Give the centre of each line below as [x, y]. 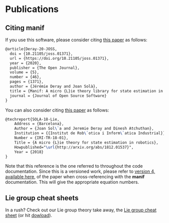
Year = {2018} [29, 152]
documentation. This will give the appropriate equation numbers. [72, 182]
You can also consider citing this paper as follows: [57, 110]
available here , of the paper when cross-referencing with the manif [75, 177]
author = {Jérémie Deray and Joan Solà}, [54, 86]
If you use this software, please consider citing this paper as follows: [76, 40]
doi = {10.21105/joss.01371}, [41, 54]
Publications [32, 9]
